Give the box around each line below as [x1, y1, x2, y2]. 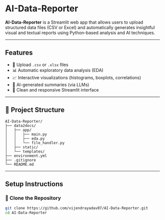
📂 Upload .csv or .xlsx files [12, 62, 69, 67]
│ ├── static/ [5, 145, 38, 150]
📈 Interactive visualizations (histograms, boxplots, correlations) [12, 74, 141, 80]
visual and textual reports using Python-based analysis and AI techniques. [5, 30, 156, 35]
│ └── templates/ [5, 149, 45, 154]
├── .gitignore [5, 157, 36, 162]
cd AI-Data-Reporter [5, 210, 48, 216]
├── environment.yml [5, 153, 48, 158]
